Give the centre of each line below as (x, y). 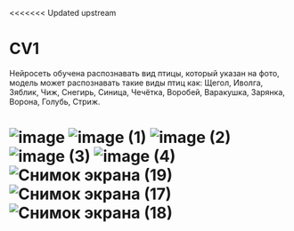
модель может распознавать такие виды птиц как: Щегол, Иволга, (136, 83)
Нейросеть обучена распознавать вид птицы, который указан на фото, (144, 73)
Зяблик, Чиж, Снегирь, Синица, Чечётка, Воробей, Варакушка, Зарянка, (147, 92)
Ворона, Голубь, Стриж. (55, 101)
